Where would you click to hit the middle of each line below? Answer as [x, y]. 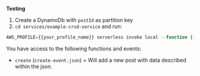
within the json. [33, 66]
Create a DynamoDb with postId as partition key [74, 20]
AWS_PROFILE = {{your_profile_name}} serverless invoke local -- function [97, 37]
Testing [16, 9]
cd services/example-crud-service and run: [68, 26]
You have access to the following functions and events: [74, 48]
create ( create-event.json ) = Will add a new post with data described [100, 60]
